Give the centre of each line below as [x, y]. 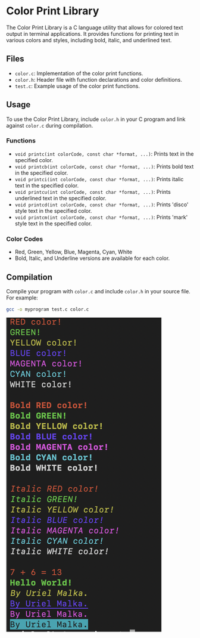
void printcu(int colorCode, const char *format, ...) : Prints [93, 191]
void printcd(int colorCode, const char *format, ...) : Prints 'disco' [101, 205]
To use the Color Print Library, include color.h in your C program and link [96, 119]
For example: [22, 298]
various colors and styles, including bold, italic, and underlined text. [89, 40]
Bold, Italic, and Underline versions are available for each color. [92, 258]
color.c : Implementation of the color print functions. [79, 73]
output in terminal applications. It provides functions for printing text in [93, 33]
